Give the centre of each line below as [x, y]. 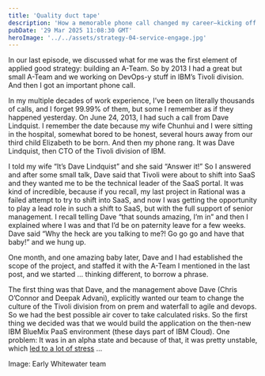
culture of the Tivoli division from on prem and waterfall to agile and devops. [132, 306]
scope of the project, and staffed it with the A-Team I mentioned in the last [129, 266]
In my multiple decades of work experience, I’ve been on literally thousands [131, 101]
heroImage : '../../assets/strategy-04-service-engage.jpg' [108, 38]
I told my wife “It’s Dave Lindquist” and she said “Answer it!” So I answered [130, 166]
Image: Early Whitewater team [57, 364]
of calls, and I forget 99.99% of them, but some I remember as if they [121, 109]
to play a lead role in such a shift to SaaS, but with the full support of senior [131, 209]
